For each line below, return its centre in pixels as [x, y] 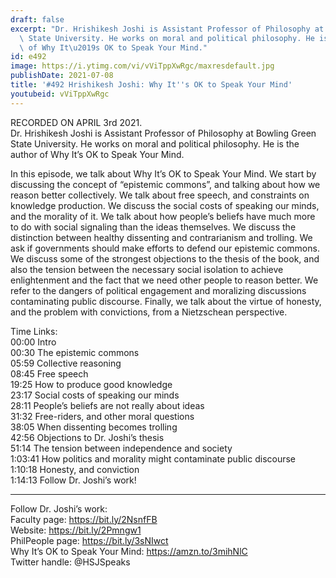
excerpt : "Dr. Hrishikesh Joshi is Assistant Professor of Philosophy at [167, 29]
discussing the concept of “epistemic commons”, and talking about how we [165, 184]
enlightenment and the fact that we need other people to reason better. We [164, 280]
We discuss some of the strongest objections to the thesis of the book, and [165, 258]
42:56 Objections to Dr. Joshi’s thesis [87, 437]
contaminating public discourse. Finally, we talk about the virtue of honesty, [166, 301]
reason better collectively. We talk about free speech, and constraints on [160, 195]
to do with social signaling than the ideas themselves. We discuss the [153, 227]
